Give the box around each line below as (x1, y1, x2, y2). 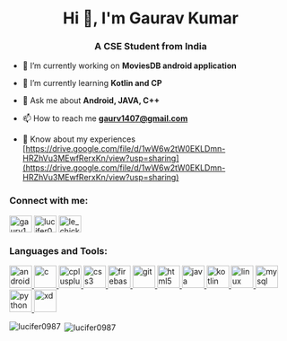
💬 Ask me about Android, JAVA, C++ (22, 95, 160, 106)
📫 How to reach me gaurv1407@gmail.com (22, 113, 188, 124)
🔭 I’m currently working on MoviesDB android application (22, 60, 237, 71)
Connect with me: (9, 195, 89, 207)
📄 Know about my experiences (22, 134, 136, 144)
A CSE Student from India (93, 40, 208, 53)
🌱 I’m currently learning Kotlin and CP (22, 78, 163, 89)
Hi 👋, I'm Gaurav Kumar (62, 8, 239, 29)
